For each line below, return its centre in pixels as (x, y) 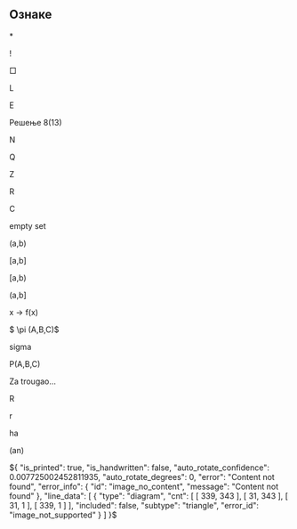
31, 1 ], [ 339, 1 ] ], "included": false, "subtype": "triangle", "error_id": (134, 505)
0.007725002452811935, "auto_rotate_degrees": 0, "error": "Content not (142, 476)
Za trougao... (32, 381)
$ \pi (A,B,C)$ (34, 330)
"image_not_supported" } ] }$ (63, 515)
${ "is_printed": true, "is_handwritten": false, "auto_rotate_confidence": (139, 468)
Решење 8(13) (36, 122)
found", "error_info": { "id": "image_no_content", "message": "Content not (144, 486)
